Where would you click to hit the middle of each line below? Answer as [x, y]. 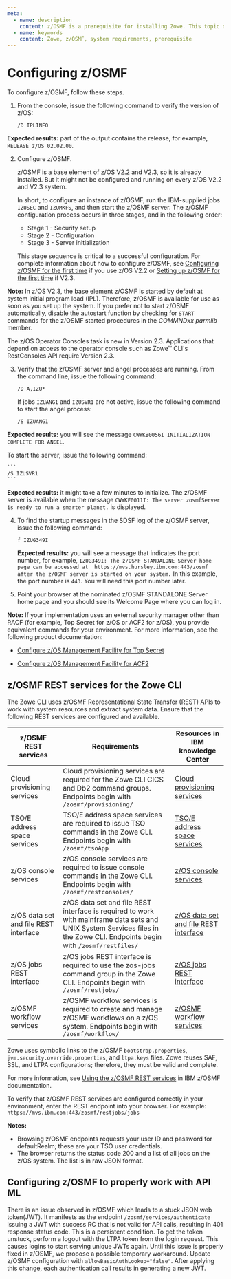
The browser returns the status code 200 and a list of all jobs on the [113, 1153]
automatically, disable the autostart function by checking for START [101, 313]
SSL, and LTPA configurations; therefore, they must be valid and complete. [113, 1064]
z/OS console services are [105, 859]
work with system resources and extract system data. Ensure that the [106, 709]
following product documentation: [55, 637]
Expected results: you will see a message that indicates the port [109, 553]
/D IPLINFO [33, 126]
